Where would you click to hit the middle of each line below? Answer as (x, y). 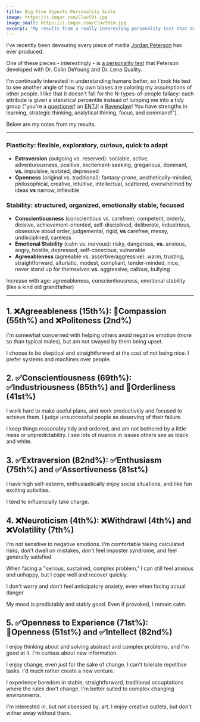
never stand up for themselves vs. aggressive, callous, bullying (92, 269)
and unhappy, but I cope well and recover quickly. (67, 575)
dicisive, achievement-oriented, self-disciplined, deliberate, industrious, (103, 225)
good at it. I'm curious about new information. (62, 653)
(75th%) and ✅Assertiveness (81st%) (77, 470)
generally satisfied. (29, 557)
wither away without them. (39, 712)
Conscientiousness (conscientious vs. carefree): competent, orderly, (100, 218)
